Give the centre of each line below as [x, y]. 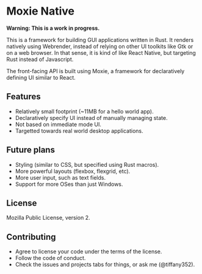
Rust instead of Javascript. [40, 59]
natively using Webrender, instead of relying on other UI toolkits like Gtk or [100, 46]
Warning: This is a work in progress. [53, 28]
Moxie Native [41, 11]
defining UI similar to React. [41, 77]
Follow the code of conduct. [50, 258]
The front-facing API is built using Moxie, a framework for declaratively [96, 71]
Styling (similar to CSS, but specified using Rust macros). [87, 164]
